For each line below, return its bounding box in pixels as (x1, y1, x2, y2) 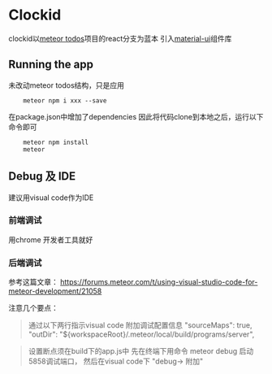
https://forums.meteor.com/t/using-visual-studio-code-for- (59, 277, 258, 287)
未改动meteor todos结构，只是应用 (8, 80, 124, 90)
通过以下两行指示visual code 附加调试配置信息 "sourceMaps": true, (28, 320, 253, 330)
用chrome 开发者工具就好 (8, 234, 93, 245)
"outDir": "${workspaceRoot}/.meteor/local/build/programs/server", (28, 329, 255, 339)
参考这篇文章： (8, 277, 58, 287)
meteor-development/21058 (8, 286, 102, 296)
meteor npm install (23, 138, 89, 146)
